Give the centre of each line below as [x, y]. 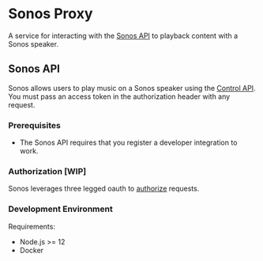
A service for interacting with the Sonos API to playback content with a [123, 36]
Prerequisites [34, 125]
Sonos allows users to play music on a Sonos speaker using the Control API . [132, 88]
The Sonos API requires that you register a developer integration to [128, 142]
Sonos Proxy [51, 14]
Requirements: [32, 226]
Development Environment [60, 209]
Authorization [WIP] [47, 171]
